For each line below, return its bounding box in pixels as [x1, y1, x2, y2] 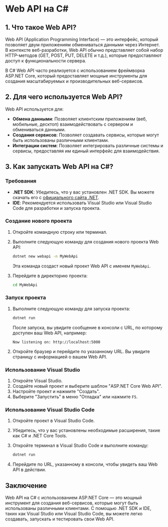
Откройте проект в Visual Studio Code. [12, 418, 95, 424]
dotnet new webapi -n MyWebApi [12, 253, 78, 259]
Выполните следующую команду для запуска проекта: [12, 305, 130, 312]
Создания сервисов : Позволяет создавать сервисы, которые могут [12, 132, 159, 138]
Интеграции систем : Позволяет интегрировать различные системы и [12, 142, 163, 148]
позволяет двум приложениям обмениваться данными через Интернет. [5, 42, 160, 48]
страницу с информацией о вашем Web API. [12, 354, 107, 360]
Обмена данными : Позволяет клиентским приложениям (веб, [12, 116, 147, 122]
